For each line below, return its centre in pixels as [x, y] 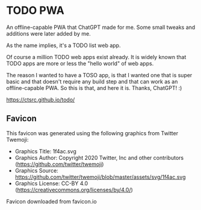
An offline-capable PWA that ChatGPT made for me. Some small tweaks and [101, 27]
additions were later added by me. [49, 33]
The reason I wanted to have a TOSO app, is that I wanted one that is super [99, 75]
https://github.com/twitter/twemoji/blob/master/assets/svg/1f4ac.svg [100, 177]
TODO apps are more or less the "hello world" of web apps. [80, 63]
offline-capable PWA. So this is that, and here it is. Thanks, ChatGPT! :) [94, 87]
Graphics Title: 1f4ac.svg [45, 151]
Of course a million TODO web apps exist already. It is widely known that [96, 57]
